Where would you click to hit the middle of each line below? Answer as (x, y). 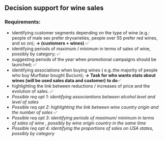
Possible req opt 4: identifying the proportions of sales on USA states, (82, 128)
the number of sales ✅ (34, 112)
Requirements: (23, 22)
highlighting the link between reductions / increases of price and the (81, 86)
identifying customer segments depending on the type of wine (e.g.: (81, 33)
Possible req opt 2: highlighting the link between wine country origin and (85, 107)
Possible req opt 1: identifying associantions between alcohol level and (83, 96)
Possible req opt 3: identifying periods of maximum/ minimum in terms (83, 117)
